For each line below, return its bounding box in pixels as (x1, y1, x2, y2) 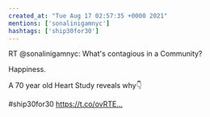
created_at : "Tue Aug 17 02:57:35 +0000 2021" (8, 11, 168, 20)
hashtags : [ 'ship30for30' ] (8, 27, 99, 35)
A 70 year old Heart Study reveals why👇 (8, 81, 143, 90)
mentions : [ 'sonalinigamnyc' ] (8, 19, 111, 27)
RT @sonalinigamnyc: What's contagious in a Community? (8, 49, 203, 59)
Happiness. (8, 65, 47, 74)
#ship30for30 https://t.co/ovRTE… (8, 99, 124, 109)
